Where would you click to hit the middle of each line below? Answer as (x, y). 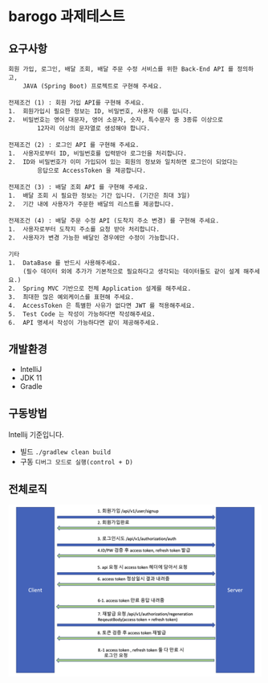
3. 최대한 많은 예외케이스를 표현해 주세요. (71, 297)
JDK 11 (31, 378)
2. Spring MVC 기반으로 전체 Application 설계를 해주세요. (100, 288)
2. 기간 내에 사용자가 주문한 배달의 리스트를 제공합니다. (91, 204)
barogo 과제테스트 (67, 16)
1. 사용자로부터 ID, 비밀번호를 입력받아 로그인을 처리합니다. (97, 153)
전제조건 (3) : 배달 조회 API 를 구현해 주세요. (78, 187)
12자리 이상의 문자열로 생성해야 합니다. (94, 129)
